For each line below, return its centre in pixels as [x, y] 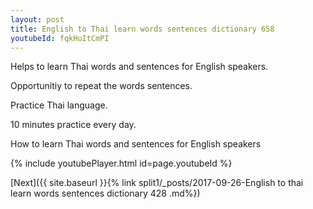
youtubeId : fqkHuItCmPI [60, 38]
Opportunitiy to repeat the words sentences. [101, 86]
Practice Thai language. [59, 105]
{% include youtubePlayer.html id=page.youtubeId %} [121, 163]
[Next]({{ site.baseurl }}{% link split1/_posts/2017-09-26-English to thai [157, 183]
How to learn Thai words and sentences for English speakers [136, 144]
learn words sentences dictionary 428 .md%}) [105, 193]
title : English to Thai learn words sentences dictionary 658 [142, 29]
